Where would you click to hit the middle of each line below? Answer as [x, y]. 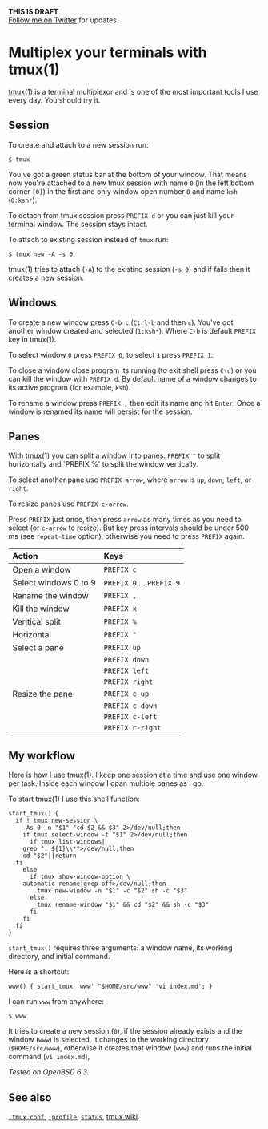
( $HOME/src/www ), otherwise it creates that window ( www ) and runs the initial [130, 1048]
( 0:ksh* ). [23, 200]
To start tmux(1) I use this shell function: [74, 799]
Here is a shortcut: [39, 972]
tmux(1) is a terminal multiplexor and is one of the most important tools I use [133, 91]
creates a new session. [46, 277]
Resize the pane [42, 694]
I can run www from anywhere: [56, 1002]
